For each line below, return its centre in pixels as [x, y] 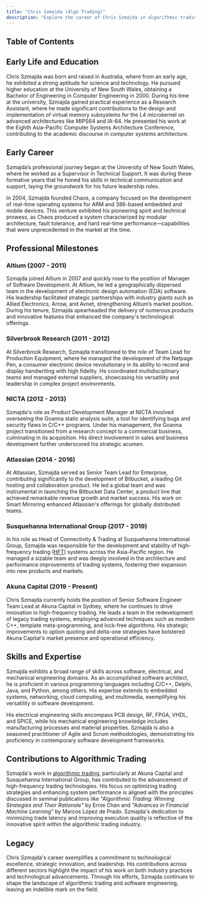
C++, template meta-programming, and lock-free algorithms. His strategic [97, 625]
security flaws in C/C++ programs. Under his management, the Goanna [94, 425]
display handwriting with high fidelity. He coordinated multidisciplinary [93, 371]
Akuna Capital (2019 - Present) [52, 587]
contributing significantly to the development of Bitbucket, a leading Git [94, 479]
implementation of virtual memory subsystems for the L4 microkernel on [95, 114]
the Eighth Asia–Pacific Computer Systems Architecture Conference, [91, 127]
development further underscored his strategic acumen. [75, 444]
